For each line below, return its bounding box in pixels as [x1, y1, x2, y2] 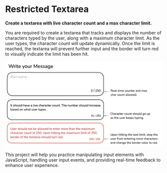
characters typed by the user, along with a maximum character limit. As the [5, 35, 160, 41]
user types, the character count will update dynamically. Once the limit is [5, 40, 155, 46]
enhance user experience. [5, 162, 59, 168]
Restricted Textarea [5, 3, 89, 15]
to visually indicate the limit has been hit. [5, 51, 89, 57]
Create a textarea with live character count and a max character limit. [5, 20, 152, 26]
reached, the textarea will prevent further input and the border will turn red [5, 45, 159, 51]
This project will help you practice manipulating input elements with [5, 151, 144, 158]
